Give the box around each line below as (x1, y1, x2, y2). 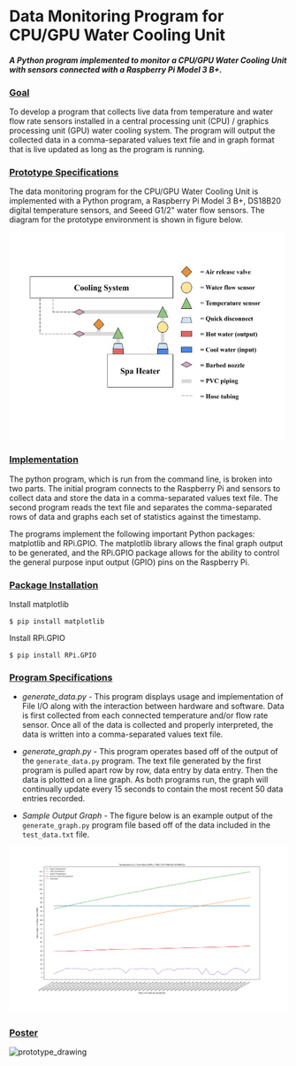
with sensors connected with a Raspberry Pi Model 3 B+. (9, 64, 223, 74)
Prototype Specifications (9, 166, 119, 178)
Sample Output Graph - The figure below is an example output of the (21, 810, 274, 821)
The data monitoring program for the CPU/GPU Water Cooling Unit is (9, 186, 259, 197)
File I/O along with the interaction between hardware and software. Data (21, 701, 285, 712)
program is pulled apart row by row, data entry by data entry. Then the (21, 765, 278, 776)
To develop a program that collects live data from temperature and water (9, 106, 274, 117)
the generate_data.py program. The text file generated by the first (21, 755, 262, 767)
